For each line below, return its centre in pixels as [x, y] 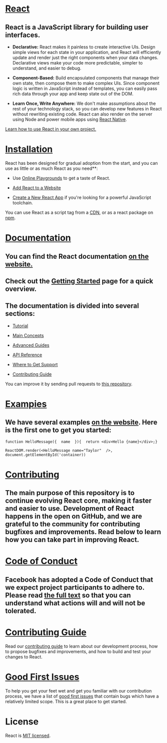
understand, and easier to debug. [47, 68]
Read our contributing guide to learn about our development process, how [82, 646]
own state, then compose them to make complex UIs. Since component [86, 83]
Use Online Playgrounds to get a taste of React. [61, 178]
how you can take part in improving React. [72, 540]
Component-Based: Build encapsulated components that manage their [86, 78]
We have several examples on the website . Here [81, 422]
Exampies [26, 404]
